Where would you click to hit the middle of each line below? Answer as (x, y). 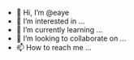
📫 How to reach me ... (54, 47)
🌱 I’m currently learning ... (59, 30)
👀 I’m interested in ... (50, 21)
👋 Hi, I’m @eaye (43, 13)
